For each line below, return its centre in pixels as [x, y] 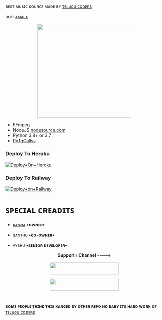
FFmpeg [21, 125]
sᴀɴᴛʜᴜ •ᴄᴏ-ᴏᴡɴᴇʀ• [33, 235]
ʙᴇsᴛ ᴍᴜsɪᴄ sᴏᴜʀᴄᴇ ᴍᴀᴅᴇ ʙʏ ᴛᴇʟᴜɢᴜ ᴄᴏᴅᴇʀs [49, 6]
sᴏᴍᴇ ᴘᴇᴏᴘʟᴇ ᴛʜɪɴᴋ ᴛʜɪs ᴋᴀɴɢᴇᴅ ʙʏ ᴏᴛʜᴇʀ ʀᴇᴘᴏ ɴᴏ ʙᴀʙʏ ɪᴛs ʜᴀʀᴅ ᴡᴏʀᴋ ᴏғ [81, 306]
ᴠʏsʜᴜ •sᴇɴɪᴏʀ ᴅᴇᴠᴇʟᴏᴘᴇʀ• [40, 245]
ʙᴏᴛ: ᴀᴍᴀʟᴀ [17, 16]
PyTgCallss [24, 141]
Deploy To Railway [28, 178]
